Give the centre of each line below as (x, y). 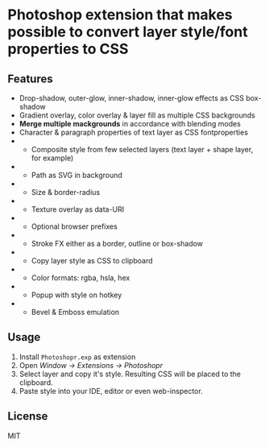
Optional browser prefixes (74, 226)
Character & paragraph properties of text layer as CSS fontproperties (134, 132)
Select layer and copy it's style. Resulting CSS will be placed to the (130, 374)
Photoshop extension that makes (120, 15)
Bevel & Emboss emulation (75, 312)
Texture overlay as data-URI (78, 209)
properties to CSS (68, 49)
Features (30, 79)
